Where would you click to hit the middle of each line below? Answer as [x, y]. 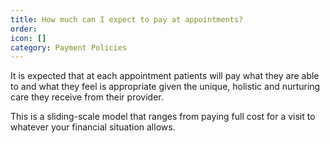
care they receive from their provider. [87, 97]
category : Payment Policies [69, 47]
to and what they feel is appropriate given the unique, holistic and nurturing [165, 87]
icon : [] [28, 38]
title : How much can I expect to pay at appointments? [127, 19]
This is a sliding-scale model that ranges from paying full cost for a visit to [163, 117]
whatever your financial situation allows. [93, 127]
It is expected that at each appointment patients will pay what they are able [165, 76]
